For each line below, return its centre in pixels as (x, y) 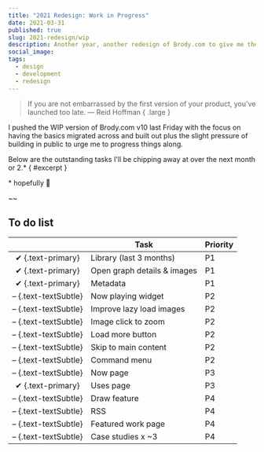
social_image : (31, 52)
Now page (110, 373)
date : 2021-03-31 (37, 23)
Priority (219, 244)
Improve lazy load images (138, 309)
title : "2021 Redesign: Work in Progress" (79, 15)
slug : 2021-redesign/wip (49, 37)
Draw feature (115, 399)
